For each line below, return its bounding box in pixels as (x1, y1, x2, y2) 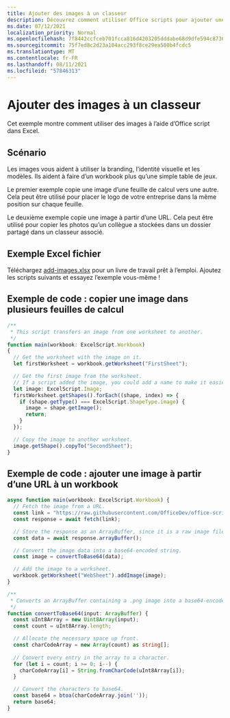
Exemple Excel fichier (7, 248, 101, 259)
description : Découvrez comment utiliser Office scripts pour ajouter (7, 16, 213, 23)
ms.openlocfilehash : (7, 36, 66, 43)
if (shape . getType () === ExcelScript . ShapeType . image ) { (19, 398, 186, 405)
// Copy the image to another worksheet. (13, 436, 133, 443)
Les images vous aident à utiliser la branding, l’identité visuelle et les (7, 165, 201, 173)
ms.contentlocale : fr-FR (7, 55, 78, 62)
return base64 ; (13, 699, 57, 706)
